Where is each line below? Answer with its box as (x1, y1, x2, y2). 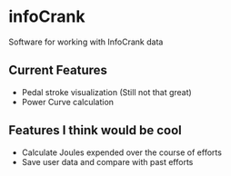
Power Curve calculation (21, 96, 115, 107)
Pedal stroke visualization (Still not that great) (21, 86, 192, 97)
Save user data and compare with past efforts (21, 156, 194, 167)
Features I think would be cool (8, 122, 183, 138)
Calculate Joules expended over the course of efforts (21, 147, 222, 158)
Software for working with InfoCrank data (8, 36, 164, 47)
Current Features (8, 63, 108, 78)
